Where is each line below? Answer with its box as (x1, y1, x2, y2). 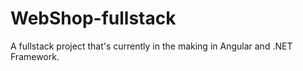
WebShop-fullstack (10, 7, 177, 30)
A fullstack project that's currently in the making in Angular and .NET (10, 40, 293, 52)
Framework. (10, 50, 60, 62)
